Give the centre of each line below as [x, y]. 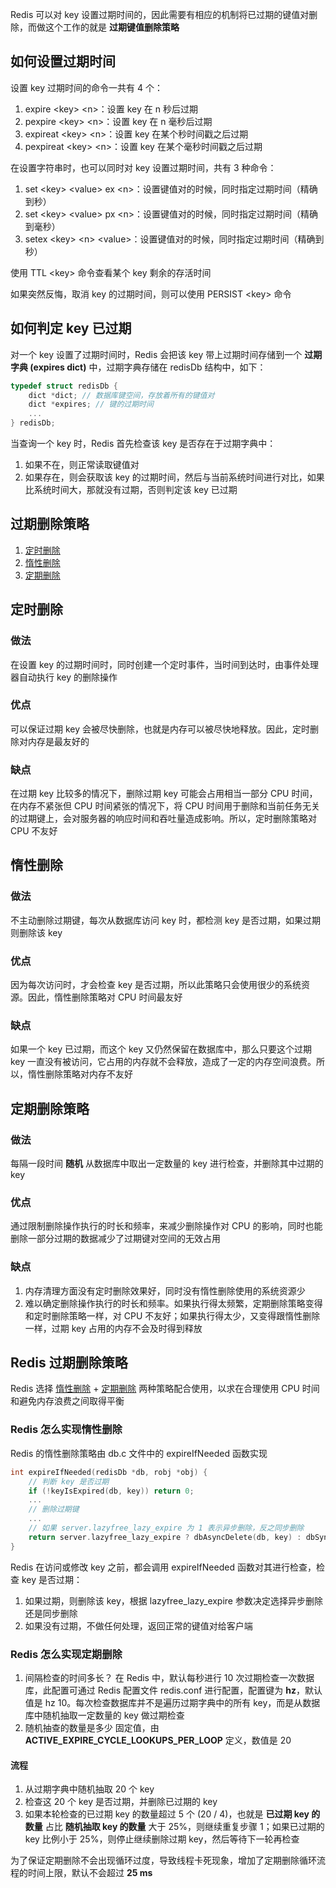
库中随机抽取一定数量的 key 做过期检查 [104, 1715]
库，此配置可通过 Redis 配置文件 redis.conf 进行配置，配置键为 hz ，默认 [173, 1690]
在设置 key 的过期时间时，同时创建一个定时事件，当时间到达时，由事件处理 [164, 664]
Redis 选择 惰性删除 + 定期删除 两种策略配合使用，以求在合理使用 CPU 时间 [165, 1389]
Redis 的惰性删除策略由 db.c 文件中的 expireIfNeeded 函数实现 [139, 1453]
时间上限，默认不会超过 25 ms [90, 1873]
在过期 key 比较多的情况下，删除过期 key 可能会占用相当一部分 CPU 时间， [164, 794]
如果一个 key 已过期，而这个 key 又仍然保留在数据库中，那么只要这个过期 [161, 1049]
